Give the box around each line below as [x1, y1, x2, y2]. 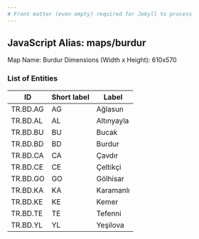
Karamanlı [96, 185, 130, 195]
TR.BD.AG [11, 104, 44, 114]
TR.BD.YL [11, 220, 43, 230]
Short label [51, 92, 90, 102]
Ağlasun [96, 104, 124, 114]
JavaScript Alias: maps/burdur [7, 37, 146, 49]
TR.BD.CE [11, 162, 44, 172]
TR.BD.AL [11, 116, 43, 126]
